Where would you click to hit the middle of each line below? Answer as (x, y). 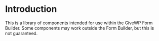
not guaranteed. (21, 33)
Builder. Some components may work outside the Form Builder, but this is (79, 28)
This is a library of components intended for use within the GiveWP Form (79, 23)
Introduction (31, 9)
